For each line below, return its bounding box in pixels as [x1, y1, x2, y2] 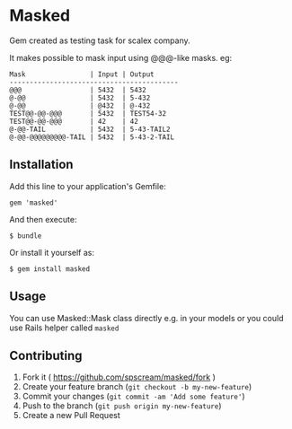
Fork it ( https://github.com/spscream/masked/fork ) [22, 372, 216, 382]
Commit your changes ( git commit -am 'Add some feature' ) [22, 391, 245, 402]
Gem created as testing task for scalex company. [9, 35, 190, 46]
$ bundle [9, 231, 42, 241]
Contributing [9, 347, 83, 363]
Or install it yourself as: [9, 247, 94, 258]
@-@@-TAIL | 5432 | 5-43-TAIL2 [9, 125, 171, 134]
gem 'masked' [9, 198, 58, 207]
